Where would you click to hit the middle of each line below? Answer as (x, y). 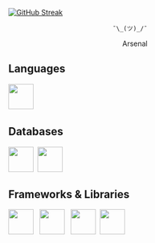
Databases (36, 132)
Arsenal (135, 43)
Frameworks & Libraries (69, 194)
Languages (37, 69)
